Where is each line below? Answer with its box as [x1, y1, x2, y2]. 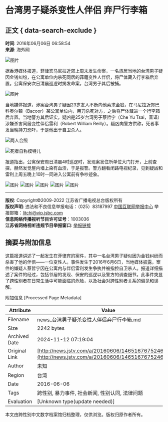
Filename [7, 316, 29, 323]
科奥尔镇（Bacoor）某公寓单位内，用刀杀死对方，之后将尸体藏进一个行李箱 [5, 108, 160, 114]
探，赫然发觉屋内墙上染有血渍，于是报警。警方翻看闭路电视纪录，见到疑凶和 [5, 165, 163, 171]
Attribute [9, 307, 31, 314]
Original [7, 347, 26, 354]
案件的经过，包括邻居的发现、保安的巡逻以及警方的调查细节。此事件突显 [13, 271, 163, 277]
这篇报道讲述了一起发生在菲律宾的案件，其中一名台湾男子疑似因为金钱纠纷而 [5, 253, 163, 259]
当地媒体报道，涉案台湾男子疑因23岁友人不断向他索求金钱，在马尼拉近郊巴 [5, 102, 160, 108]
